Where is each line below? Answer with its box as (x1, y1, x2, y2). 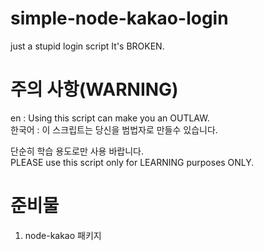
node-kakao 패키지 (24, 229, 102, 241)
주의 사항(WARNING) (10, 78, 179, 101)
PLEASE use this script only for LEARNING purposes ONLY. (10, 156, 255, 168)
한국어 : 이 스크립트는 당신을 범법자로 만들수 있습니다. (10, 123, 218, 136)
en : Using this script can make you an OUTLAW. (10, 112, 210, 124)
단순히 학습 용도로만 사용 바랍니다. (10, 145, 144, 157)
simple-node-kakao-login (10, 7, 229, 30)
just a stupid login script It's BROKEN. (10, 40, 165, 52)
